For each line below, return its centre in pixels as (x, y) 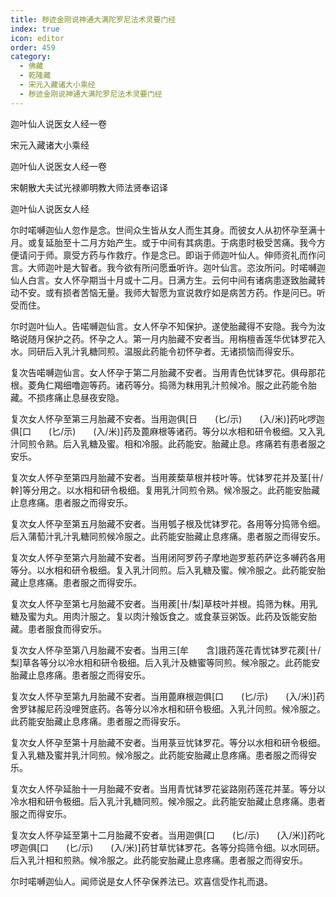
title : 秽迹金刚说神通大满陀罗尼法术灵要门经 (93, 19)
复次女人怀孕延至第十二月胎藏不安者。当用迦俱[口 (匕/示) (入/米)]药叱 (167, 835)
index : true (35, 29)
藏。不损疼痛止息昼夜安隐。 (67, 397)
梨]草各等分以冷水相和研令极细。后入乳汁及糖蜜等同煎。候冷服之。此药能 (161, 662)
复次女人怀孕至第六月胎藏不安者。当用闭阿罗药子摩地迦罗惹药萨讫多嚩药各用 (168, 557)
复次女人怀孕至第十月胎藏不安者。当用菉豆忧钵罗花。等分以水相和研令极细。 (168, 742)
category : (31, 57)
